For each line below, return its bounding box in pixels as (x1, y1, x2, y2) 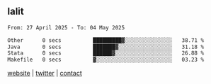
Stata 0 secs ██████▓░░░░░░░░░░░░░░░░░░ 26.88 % (7, 50, 204, 57)
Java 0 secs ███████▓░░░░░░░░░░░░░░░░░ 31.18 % (7, 43, 204, 50)
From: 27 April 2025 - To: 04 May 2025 (7, 24, 125, 31)
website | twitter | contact (7, 69, 83, 78)
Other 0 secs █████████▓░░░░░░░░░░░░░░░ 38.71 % (7, 36, 204, 44)
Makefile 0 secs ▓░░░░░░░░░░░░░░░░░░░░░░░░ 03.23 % (7, 56, 204, 64)
